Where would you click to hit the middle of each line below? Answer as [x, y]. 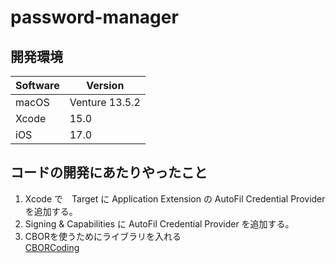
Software [37, 85]
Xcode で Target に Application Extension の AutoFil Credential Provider [175, 198]
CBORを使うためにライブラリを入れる [103, 236]
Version [105, 85]
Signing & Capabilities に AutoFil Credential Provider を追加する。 [159, 223]
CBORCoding [52, 247]
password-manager [94, 17]
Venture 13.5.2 [105, 102]
